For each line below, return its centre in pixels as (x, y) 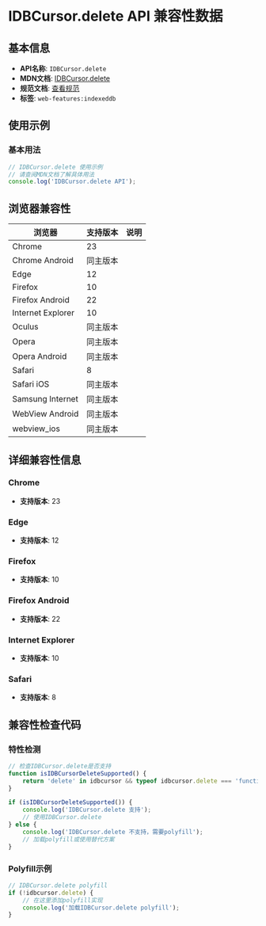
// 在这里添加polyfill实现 (63, 900)
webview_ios (36, 429)
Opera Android (40, 356)
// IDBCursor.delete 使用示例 (55, 167)
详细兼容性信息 (45, 460)
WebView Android (46, 414)
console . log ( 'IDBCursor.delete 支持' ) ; (87, 810)
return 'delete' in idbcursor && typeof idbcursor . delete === (127, 781)
